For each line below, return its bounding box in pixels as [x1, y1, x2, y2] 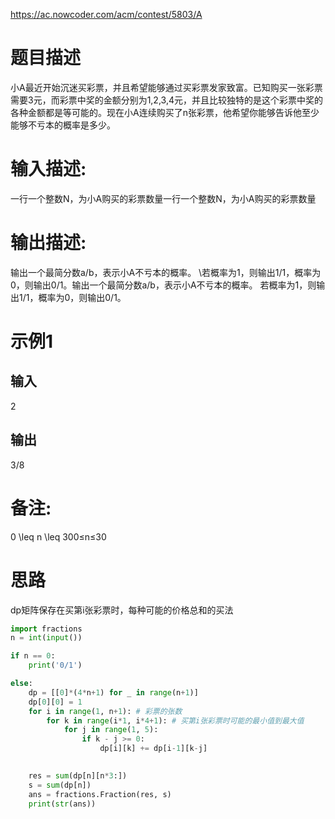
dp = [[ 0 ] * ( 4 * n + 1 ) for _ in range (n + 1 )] [28, 687, 199, 698]
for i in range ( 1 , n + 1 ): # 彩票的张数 [28, 706, 183, 716]
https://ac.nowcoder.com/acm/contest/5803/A [10, 9, 203, 20]
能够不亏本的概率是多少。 [10, 119, 116, 131]
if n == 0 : [10, 651, 56, 661]
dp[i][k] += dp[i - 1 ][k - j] [99, 744, 208, 754]
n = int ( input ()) [10, 633, 83, 643]
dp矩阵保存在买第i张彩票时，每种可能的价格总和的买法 [10, 604, 234, 616]
